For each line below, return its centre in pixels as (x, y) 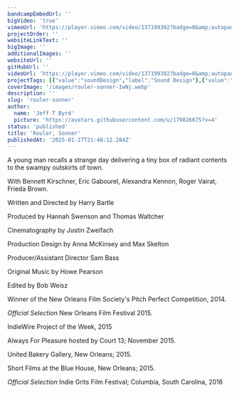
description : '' (31, 93)
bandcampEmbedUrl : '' (39, 14)
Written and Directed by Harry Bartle (61, 203)
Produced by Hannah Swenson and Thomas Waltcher (86, 216)
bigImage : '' (27, 47)
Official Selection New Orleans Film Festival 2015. (80, 313)
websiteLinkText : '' (38, 41)
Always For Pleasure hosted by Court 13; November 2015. (92, 341)
